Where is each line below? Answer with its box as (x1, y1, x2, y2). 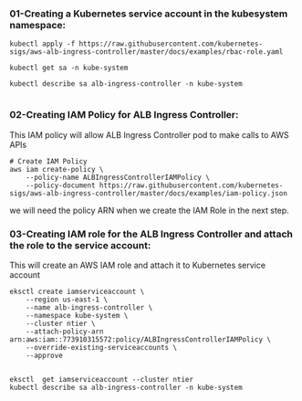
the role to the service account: (9, 238, 151, 251)
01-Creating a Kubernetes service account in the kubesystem (9, 7, 288, 20)
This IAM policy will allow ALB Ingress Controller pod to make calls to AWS (9, 129, 289, 140)
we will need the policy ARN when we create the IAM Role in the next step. (9, 205, 289, 216)
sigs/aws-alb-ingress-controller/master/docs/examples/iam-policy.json (9, 188, 287, 198)
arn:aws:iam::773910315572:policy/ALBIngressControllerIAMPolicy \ (9, 334, 272, 344)
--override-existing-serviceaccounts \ (26, 343, 178, 352)
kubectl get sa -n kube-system (9, 63, 129, 73)
